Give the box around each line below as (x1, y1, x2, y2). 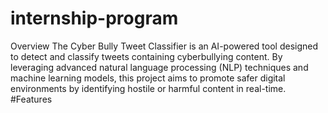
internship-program (10, 7, 179, 30)
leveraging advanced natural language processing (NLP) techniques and (10, 61, 309, 73)
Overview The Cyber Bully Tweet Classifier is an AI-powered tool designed (10, 40, 319, 52)
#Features (10, 93, 53, 105)
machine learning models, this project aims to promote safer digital (10, 72, 286, 84)
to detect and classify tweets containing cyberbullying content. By (10, 50, 283, 62)
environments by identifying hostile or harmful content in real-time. (10, 82, 287, 94)
